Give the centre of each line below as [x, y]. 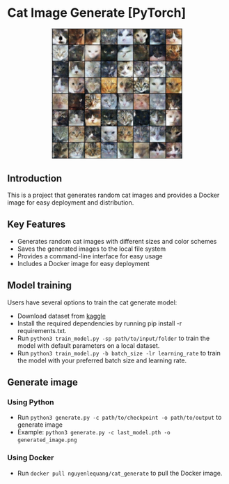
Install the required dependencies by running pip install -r [100, 323]
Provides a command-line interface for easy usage [90, 256]
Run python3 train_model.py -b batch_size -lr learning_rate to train [119, 353]
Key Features [37, 225]
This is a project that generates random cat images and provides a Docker [113, 195]
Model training [39, 285]
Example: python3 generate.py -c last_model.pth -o [94, 432]
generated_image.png [47, 440]
